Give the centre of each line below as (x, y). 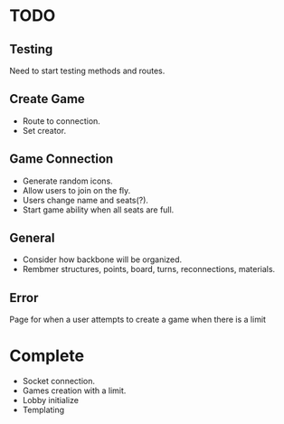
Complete (47, 356)
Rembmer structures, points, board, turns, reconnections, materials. (149, 269)
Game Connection (62, 159)
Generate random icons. (67, 181)
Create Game (47, 99)
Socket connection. (58, 382)
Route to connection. (62, 121)
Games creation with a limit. (74, 391)
